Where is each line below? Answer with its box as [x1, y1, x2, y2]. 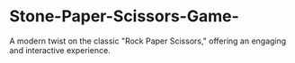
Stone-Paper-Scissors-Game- [9, 6, 240, 27]
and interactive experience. [9, 44, 111, 55]
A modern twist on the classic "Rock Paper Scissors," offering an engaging [9, 35, 287, 46]
